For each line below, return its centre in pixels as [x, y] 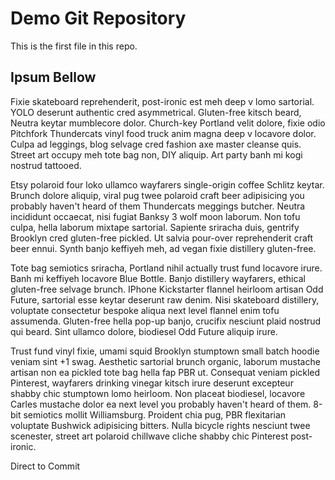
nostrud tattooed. [46, 165]
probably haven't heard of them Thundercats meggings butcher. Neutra [158, 206]
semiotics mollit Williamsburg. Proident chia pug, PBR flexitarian [155, 414]
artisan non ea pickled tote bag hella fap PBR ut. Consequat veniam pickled [165, 372]
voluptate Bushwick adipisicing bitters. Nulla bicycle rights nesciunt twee [160, 425]
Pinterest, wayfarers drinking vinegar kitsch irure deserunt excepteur [152, 383]
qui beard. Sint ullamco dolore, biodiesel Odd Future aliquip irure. [144, 331]
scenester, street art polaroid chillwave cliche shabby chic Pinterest [149, 436]
